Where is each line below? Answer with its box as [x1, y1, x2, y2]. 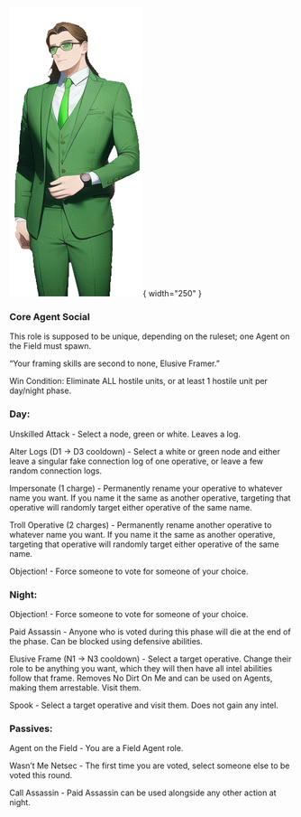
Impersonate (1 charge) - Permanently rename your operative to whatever [9, 483, 283, 493]
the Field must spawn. [9, 341, 92, 352]
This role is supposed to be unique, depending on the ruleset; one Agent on [9, 331, 290, 342]
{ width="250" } [142, 288, 203, 298]
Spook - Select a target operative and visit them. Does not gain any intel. [9, 700, 279, 710]
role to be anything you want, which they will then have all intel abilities [9, 662, 273, 673]
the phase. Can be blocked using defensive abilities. [9, 635, 203, 646]
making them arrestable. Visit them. [9, 681, 141, 693]
